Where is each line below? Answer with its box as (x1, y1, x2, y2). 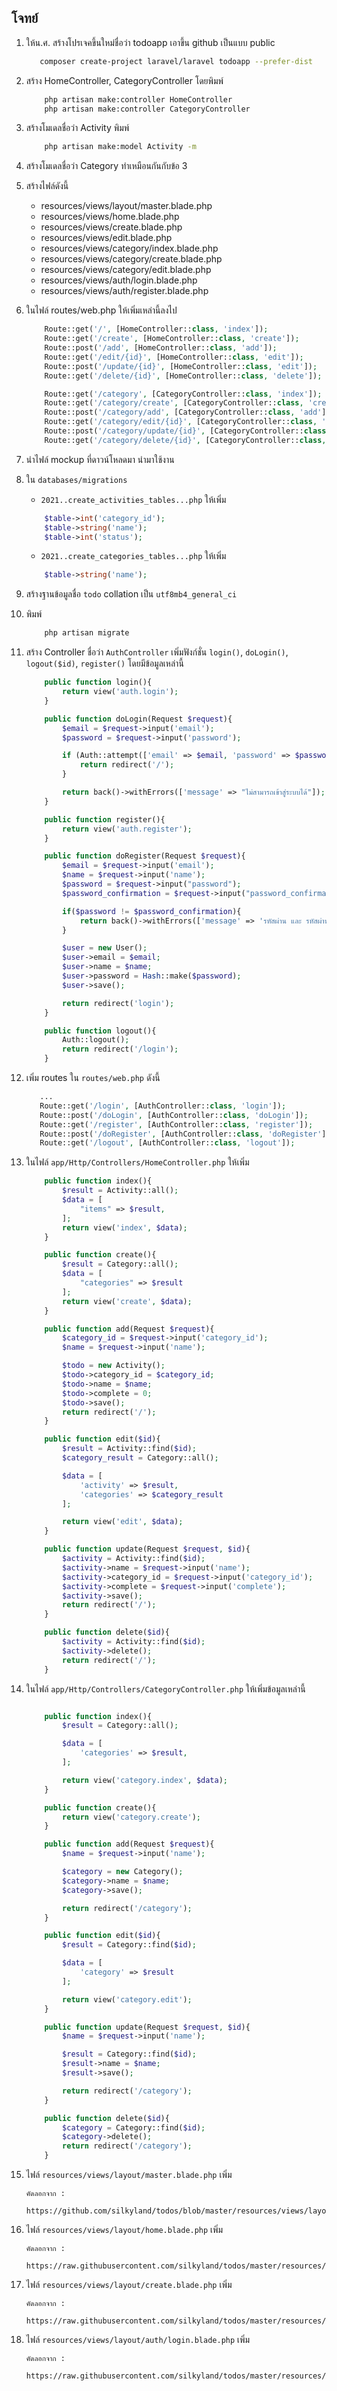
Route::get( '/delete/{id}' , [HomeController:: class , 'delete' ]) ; (44, 371, 323, 381)
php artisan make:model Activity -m (44, 142, 197, 152)
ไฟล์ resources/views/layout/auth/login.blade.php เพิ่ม (25, 2334, 251, 2346)
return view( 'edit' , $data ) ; (62, 1517, 184, 1527)
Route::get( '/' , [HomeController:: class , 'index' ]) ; (44, 324, 269, 335)
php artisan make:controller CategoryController (44, 104, 251, 114)
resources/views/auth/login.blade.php (40, 274, 198, 286)
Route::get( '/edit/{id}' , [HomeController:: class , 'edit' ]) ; (44, 352, 304, 362)
